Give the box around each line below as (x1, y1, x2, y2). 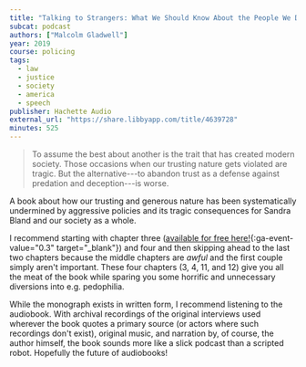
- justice (17, 73, 55, 82)
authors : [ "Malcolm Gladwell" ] (9, 30, 128, 39)
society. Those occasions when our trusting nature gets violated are (31, 159, 288, 169)
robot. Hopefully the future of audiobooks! (9, 348, 168, 358)
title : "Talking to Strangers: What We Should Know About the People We (9, 13, 291, 23)
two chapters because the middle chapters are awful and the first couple (9, 252, 283, 263)
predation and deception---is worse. (31, 178, 169, 188)
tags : (9, 56, 30, 65)
